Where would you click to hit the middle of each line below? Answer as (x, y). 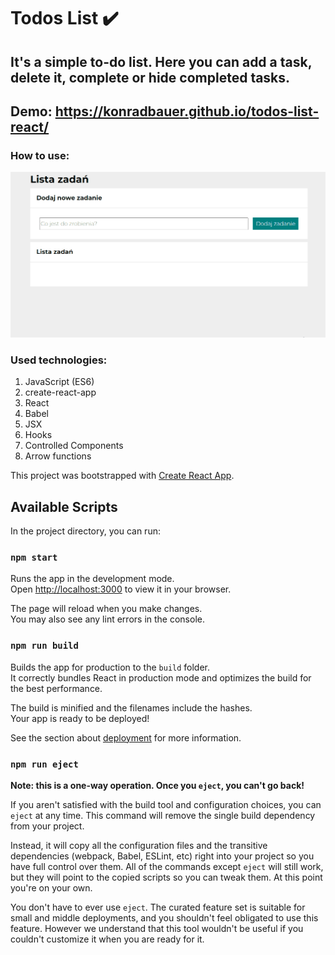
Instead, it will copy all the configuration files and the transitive (139, 846)
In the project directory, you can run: (85, 531)
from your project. (47, 826)
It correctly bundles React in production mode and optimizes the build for (161, 677)
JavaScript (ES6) (59, 382)
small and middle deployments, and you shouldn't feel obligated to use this (164, 918)
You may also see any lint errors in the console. (107, 619)
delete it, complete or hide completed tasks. (150, 77)
